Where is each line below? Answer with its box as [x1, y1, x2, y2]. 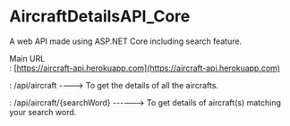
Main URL [9, 53, 46, 63]
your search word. [9, 106, 77, 117]
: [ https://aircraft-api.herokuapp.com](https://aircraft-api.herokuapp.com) [9, 63, 280, 73]
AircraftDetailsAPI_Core [9, 6, 191, 27]
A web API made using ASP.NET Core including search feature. [9, 36, 243, 46]
